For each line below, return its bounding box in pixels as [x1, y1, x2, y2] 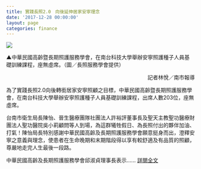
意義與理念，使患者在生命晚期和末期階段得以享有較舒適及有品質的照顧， [16, 137, 195, 144]
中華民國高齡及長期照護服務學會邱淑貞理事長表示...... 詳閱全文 [6, 156, 159, 164]
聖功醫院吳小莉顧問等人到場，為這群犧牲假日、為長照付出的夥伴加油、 [22, 122, 195, 129]
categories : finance [6, 25, 58, 32]
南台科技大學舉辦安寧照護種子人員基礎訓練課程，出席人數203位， [22, 94, 184, 102]
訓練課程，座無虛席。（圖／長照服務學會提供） [11, 61, 124, 69]
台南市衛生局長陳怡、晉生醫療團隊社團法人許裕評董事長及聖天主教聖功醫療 [6, 114, 190, 121]
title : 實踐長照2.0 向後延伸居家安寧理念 [6, 8, 100, 15]
